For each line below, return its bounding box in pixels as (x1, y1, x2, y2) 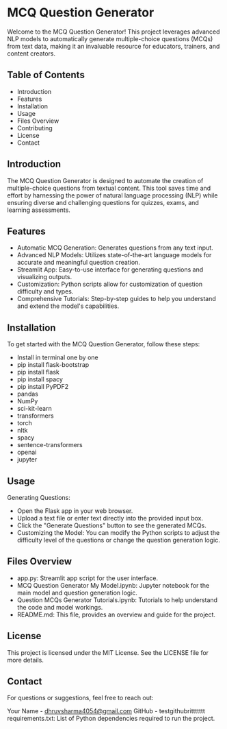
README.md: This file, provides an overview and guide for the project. (16, 610, 216, 619)
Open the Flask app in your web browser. (16, 507, 133, 515)
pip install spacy (16, 375, 64, 383)
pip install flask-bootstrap (16, 361, 90, 369)
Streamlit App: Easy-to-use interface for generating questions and (16, 265, 204, 274)
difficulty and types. (16, 287, 74, 296)
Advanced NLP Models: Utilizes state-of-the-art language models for (16, 251, 212, 259)
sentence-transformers (16, 441, 83, 449)
